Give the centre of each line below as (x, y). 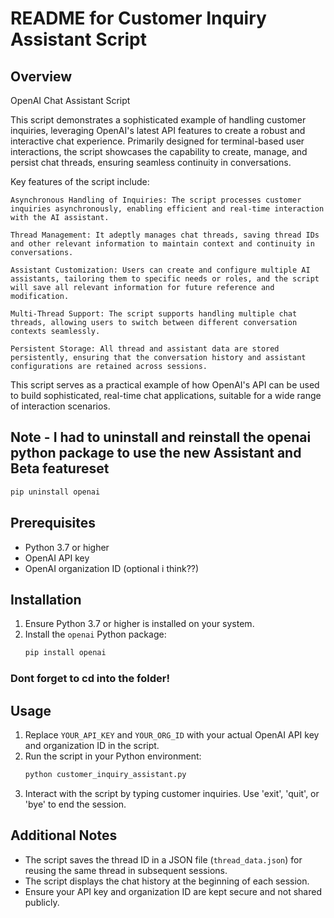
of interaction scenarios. (60, 406)
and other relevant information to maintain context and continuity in (162, 244)
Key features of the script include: (80, 181)
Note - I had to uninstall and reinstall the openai (161, 437)
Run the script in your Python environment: (113, 756)
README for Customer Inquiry (138, 18)
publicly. (42, 902)
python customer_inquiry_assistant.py (105, 774)
